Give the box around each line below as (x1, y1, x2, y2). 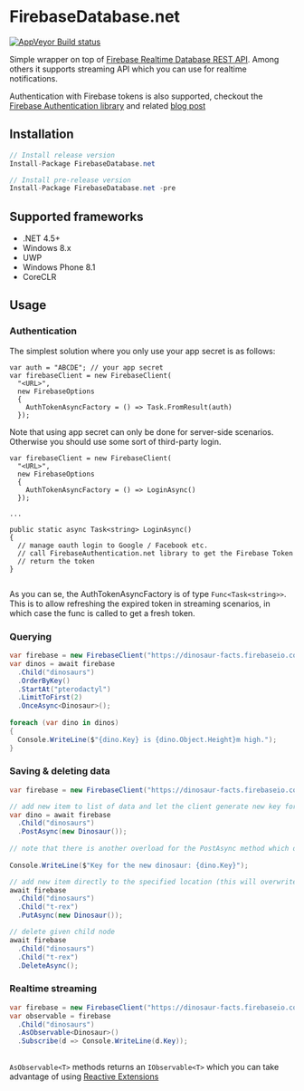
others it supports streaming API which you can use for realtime (9, 63, 247, 74)
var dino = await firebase (9, 810, 111, 819)
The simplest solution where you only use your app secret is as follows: (9, 345, 276, 356)
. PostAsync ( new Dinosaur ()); (17, 827, 128, 836)
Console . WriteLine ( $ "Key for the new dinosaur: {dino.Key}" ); (9, 861, 249, 870)
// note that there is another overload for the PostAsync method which (9, 845, 290, 854)
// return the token (17, 556, 95, 565)
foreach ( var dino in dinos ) (9, 719, 119, 728)
